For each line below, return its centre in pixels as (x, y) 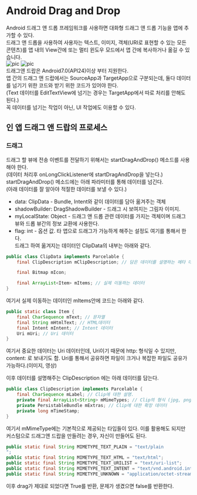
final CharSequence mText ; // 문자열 (61, 317)
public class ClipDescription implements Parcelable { (74, 389)
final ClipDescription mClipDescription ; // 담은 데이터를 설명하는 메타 (101, 262)
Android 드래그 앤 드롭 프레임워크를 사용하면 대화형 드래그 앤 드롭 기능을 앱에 (94, 28)
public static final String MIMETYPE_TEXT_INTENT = (70, 469)
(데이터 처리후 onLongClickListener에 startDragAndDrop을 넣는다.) (84, 174)
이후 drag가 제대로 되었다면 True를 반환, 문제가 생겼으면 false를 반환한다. (90, 486)
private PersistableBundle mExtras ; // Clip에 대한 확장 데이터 (92, 405)
